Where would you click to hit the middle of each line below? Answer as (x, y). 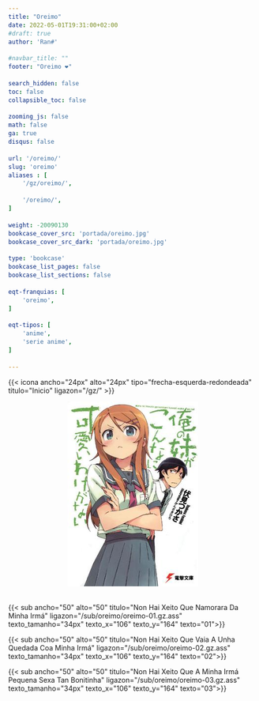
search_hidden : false (44, 83)
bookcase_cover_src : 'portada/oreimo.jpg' (79, 233)
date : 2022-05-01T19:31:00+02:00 (63, 25)
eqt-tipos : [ (30, 325)
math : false (28, 125)
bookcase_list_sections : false (60, 275)
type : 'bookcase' (37, 258)
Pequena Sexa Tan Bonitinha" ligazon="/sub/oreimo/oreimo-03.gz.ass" (124, 680)
